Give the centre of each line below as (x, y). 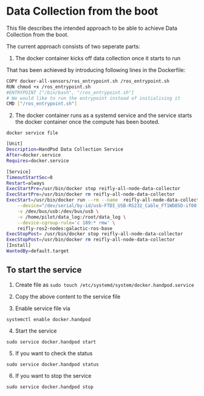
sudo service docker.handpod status (53, 364)
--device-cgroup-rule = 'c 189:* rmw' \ (66, 223)
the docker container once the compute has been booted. (87, 122)
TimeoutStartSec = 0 (29, 177)
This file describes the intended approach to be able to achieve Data (92, 28)
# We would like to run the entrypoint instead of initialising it (93, 98)
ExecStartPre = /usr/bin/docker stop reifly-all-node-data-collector (93, 189)
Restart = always (25, 183)
